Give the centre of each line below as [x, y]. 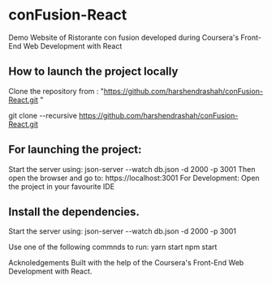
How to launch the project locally [93, 72]
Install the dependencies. [74, 211]
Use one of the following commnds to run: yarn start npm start [113, 247]
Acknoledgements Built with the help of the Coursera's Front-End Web [126, 263]
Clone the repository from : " [56, 91]
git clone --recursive [43, 115]
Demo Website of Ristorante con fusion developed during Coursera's [124, 37]
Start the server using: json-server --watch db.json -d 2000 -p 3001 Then [132, 169]
